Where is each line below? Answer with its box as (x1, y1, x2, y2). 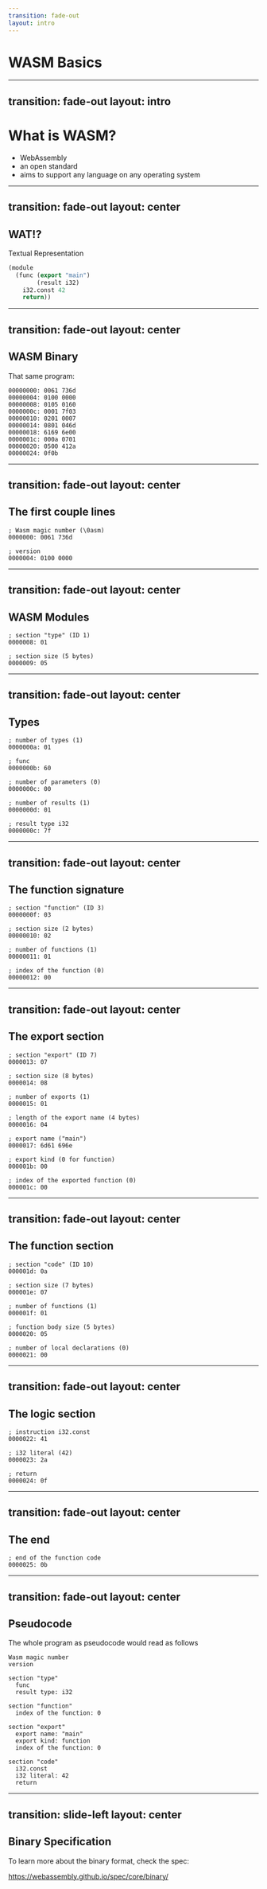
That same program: (8, 371, 75, 380)
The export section (8, 1030, 105, 1043)
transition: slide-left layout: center (8, 1808, 183, 1821)
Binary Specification (8, 1835, 112, 1848)
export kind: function (15, 1737, 91, 1745)
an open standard (19, 161, 78, 171)
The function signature (8, 882, 125, 896)
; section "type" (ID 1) (8, 631, 91, 639)
